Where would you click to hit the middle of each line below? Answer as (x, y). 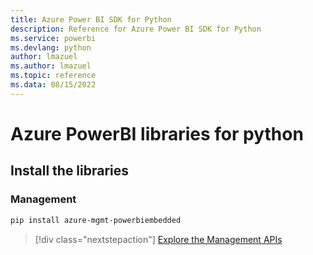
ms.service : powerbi (53, 38)
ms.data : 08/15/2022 (53, 85)
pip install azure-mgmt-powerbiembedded (96, 220)
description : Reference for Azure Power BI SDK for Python (136, 29)
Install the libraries (70, 171)
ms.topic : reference (53, 76)
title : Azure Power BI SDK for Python (91, 19)
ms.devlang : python (51, 47)
